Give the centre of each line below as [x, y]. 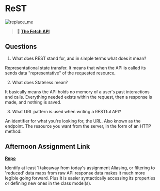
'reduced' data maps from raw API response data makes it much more [75, 173]
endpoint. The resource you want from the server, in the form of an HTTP [78, 126]
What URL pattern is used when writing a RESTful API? [66, 111]
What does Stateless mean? [40, 82]
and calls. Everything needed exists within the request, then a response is [79, 97]
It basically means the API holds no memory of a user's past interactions [77, 92]
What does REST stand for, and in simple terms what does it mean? [79, 58]
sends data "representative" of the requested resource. [60, 73]
